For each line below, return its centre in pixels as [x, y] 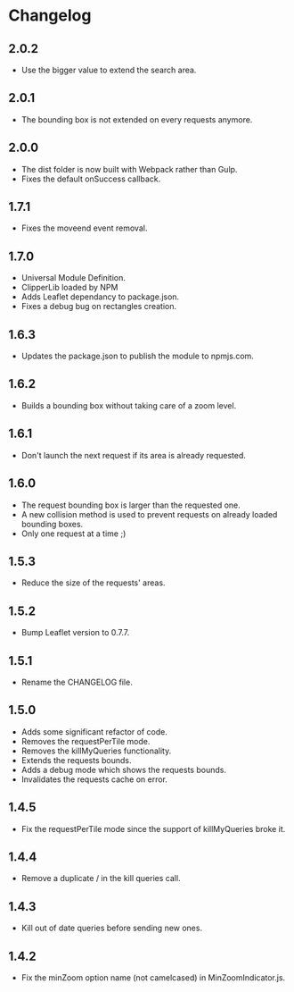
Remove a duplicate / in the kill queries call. [101, 879]
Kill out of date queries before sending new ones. [111, 928]
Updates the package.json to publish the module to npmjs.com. [138, 356]
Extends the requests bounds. [76, 760]
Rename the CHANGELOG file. [77, 682]
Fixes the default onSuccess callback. [91, 179]
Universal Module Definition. [73, 278]
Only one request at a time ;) [73, 534]
